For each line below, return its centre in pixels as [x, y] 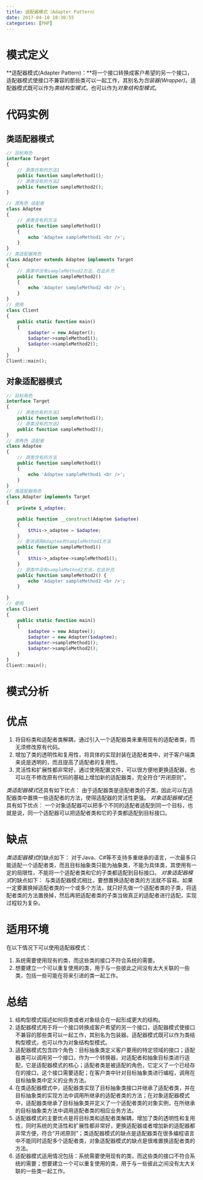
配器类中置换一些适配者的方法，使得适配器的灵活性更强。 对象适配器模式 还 [100, 798]
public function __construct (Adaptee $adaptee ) [78, 519]
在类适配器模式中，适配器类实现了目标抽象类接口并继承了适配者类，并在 [105, 1088]
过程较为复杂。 [25, 903]
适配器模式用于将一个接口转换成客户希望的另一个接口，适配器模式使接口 [105, 1028]
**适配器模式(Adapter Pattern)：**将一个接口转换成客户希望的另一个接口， [99, 73]
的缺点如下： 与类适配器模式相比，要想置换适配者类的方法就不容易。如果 [102, 880]
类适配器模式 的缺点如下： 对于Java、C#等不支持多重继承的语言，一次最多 [99, 857]
